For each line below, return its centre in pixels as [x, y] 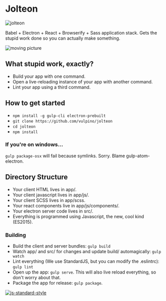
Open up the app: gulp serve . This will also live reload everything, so [84, 272]
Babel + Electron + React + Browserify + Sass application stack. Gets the [81, 33]
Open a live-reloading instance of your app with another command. [82, 81]
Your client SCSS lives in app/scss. [49, 200]
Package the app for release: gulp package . [57, 283]
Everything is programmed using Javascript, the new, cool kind [78, 216]
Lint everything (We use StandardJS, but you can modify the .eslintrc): [86, 261]
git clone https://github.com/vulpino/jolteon [63, 121]
